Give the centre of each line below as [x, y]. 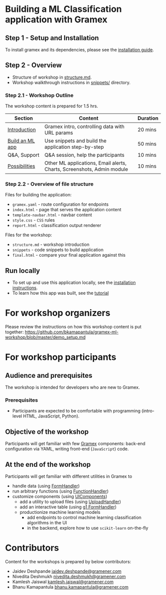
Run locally [23, 271]
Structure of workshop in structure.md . [52, 77]
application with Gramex [56, 20]
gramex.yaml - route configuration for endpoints [60, 204]
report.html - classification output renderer [57, 226]
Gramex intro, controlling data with [84, 127]
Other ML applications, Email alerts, [85, 163]
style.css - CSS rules [34, 220]
